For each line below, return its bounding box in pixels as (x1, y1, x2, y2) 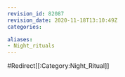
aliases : (7, 36, 33, 43)
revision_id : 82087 (7, 10, 65, 17)
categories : (7, 23, 42, 30)
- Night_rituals (7, 43, 55, 50)
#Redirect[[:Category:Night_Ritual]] (7, 62, 110, 70)
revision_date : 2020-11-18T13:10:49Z (7, 17, 118, 24)
